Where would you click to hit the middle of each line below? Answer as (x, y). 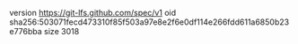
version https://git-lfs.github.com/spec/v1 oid (93, 13)
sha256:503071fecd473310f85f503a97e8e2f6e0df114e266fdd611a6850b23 (149, 22)
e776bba (26, 31)
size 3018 (61, 31)
